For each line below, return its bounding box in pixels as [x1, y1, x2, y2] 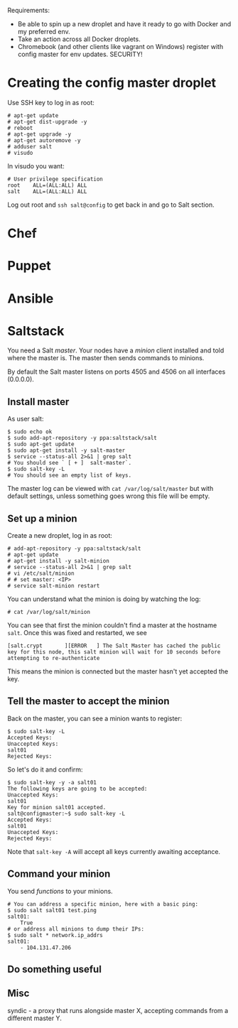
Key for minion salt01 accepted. [7, 804, 107, 811]
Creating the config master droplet [7, 75, 217, 91]
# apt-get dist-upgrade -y [7, 118, 87, 125]
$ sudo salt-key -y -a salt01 [7, 779, 97, 786]
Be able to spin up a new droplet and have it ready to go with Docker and [17, 20, 232, 28]
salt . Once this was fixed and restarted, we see [7, 629, 147, 637]
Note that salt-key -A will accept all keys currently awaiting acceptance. [7, 847, 221, 855]
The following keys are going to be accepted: [7, 785, 148, 792]
